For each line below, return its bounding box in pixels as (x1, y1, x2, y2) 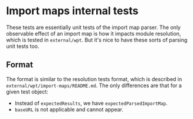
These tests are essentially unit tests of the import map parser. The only (6, 24, 181, 31)
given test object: (6, 88, 48, 95)
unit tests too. (6, 43, 40, 50)
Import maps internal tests (6, 4, 139, 18)
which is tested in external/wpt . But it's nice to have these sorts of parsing (6, 36, 188, 43)
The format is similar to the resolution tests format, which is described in (6, 75, 182, 82)
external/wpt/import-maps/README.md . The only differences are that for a (6, 82, 182, 89)
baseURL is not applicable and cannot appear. (14, 105, 124, 113)
